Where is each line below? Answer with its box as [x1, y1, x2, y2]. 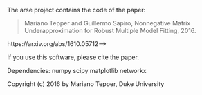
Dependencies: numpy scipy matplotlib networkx [7, 67, 147, 74]
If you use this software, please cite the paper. [7, 53, 140, 61]
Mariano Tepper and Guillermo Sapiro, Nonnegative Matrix [24, 19, 191, 27]
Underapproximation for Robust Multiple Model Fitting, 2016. [24, 27, 196, 34]
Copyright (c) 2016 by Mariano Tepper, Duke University [7, 80, 165, 88]
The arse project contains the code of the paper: [7, 6, 146, 14]
